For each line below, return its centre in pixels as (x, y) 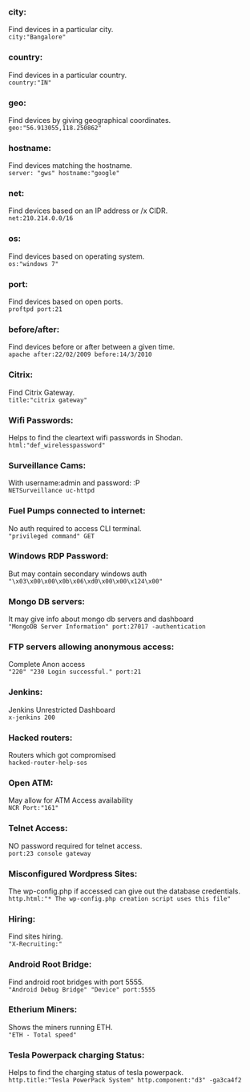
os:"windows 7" (34, 264)
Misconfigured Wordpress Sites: (73, 873)
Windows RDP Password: (58, 556)
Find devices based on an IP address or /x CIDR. (88, 211)
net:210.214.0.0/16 (41, 219)
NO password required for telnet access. (75, 845)
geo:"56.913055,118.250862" (55, 128)
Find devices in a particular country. (68, 75)
